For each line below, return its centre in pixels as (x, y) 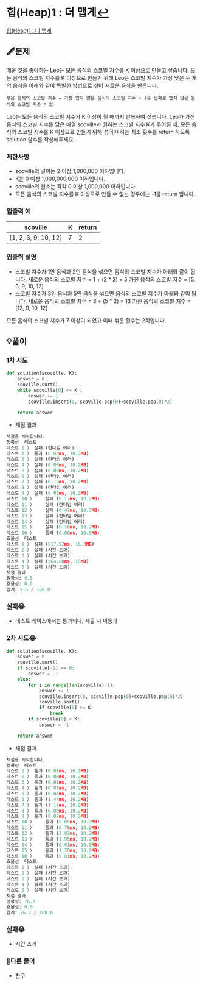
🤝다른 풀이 (21, 961)
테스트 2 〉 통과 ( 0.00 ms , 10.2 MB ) (48, 777)
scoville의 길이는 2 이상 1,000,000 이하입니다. (70, 171)
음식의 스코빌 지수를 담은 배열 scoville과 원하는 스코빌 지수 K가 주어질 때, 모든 (98, 124)
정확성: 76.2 (21, 901)
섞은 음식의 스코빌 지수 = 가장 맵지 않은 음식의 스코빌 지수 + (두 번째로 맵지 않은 (97, 98)
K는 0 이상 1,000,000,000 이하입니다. (60, 179)
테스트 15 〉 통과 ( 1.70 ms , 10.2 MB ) (53, 850)
